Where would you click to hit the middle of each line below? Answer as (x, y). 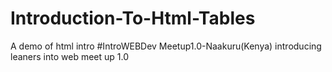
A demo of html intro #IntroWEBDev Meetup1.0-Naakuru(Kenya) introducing (166, 46)
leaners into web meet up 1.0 (69, 56)
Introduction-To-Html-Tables (133, 18)
